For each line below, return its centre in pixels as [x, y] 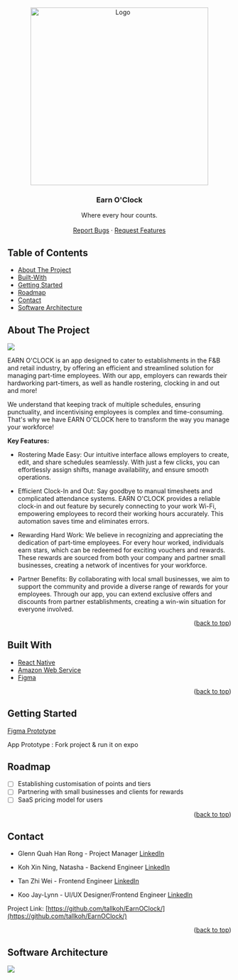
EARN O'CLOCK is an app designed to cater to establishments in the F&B [114, 360]
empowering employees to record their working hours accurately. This [120, 513]
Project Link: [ [28, 909]
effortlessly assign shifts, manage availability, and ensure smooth [113, 469]
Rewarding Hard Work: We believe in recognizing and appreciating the [120, 534]
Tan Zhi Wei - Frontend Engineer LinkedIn [79, 881]
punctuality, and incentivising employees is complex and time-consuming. [116, 411]
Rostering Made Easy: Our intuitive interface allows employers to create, [123, 454]
